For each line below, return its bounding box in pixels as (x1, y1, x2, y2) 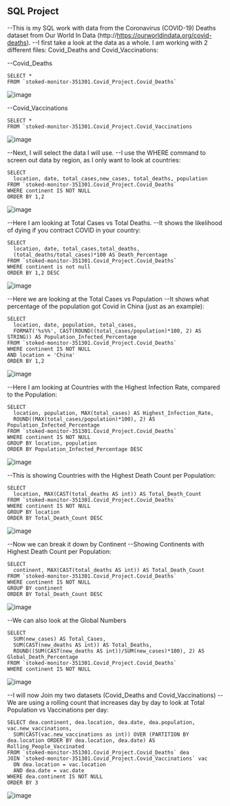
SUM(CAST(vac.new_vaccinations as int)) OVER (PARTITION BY (13, 731, 189, 738)
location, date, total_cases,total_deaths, (13, 245, 140, 252)
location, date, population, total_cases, (13, 321, 137, 328)
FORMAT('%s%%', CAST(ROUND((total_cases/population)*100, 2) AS (13, 327, 202, 335)
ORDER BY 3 (7, 779, 39, 786)
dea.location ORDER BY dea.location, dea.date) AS (7, 736, 156, 744)
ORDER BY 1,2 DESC (7, 269, 60, 276)
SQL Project (7, 6, 59, 17)
